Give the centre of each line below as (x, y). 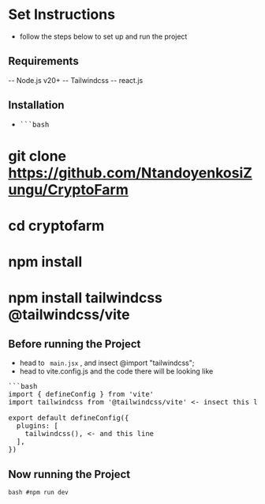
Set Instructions (62, 15)
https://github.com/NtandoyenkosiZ (130, 173)
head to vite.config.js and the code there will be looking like (116, 371)
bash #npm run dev (38, 492)
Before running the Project (75, 344)
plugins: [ (37, 426)
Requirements (43, 61)
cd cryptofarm (56, 226)
